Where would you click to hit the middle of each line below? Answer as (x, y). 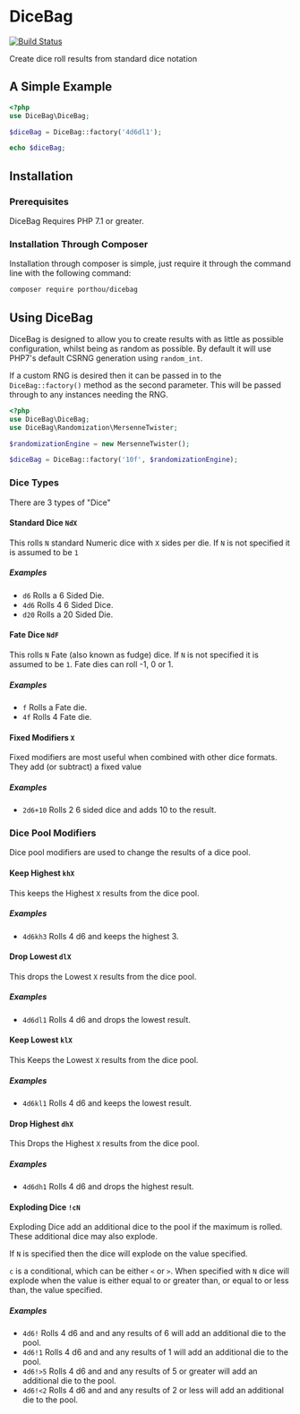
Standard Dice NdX (43, 523)
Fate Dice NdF (34, 635)
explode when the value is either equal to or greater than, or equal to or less (149, 1281)
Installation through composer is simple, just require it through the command (150, 264)
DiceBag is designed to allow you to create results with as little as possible (146, 339)
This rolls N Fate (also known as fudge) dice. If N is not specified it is (134, 655)
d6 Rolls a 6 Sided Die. (63, 595)
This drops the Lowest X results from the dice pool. (103, 976)
